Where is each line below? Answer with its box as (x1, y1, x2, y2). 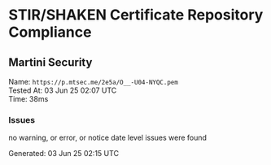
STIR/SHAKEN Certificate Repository (8, 6, 264, 24)
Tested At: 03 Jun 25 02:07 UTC (8, 85, 117, 95)
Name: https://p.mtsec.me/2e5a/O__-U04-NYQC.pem (8, 77, 179, 86)
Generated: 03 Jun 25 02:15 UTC (8, 149, 120, 158)
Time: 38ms (8, 94, 49, 103)
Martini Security (8, 55, 93, 69)
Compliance (8, 23, 92, 41)
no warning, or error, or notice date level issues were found (8, 132, 208, 143)
